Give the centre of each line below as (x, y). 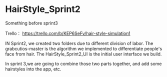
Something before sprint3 (32, 23)
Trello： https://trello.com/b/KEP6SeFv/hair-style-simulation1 (68, 33)
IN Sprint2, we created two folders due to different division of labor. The (79, 43)
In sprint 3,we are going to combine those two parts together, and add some (83, 63)
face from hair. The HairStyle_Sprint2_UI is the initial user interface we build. (83, 54)
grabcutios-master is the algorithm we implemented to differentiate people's (84, 48)
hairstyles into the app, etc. (33, 69)
